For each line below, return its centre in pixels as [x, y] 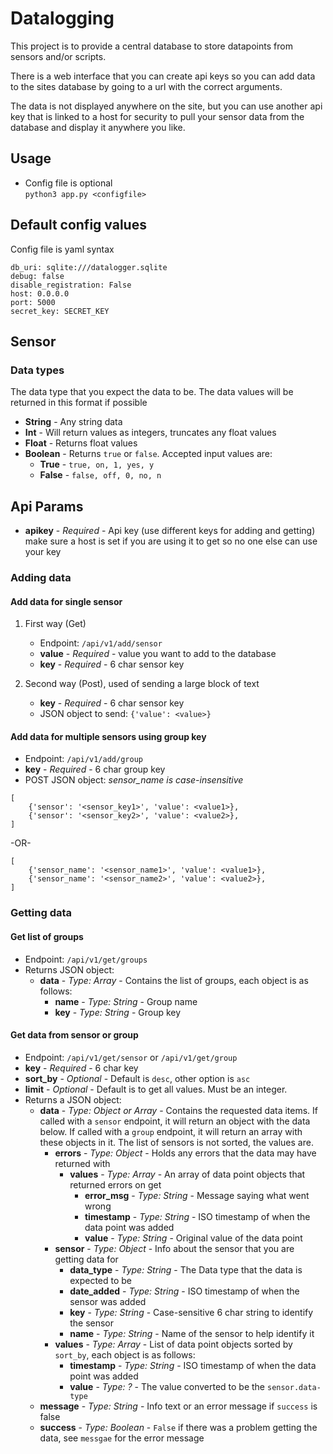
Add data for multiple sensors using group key [108, 736]
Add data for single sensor [66, 601]
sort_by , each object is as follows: [125, 1354]
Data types [37, 370]
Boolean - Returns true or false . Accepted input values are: [148, 454]
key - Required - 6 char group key [95, 769]
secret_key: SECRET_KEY [60, 311]
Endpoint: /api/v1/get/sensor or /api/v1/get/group [131, 1057]
